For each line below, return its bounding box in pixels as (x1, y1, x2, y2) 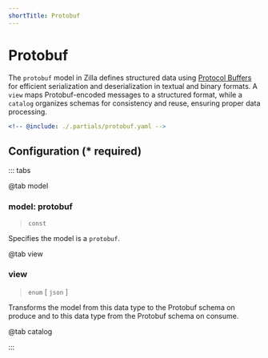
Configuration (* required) (8, 144, 142, 158)
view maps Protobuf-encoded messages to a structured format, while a (8, 90, 242, 99)
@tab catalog (8, 326, 53, 336)
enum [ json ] (27, 287, 69, 296)
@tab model (8, 181, 49, 191)
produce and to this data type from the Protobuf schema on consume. (8, 311, 239, 320)
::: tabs (8, 166, 31, 175)
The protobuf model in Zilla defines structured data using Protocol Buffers (8, 73, 252, 82)
